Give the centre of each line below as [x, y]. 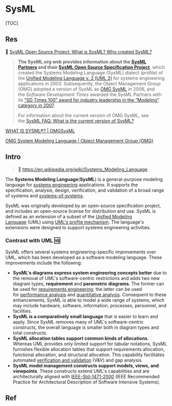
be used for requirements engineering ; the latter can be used [77, 289]
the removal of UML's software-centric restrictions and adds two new [86, 278]
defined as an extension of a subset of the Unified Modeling [69, 216]
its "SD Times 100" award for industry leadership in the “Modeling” [88, 100]
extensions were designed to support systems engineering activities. [78, 227]
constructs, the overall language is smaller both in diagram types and [86, 327]
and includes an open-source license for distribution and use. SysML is [81, 211]
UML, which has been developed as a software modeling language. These [84, 257]
